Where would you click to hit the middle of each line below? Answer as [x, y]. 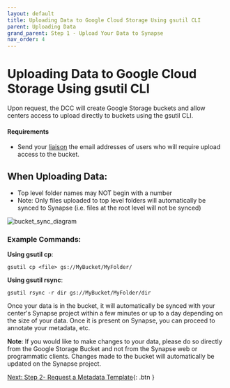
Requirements [28, 131]
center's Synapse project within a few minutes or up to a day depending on [115, 313]
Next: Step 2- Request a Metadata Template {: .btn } [81, 378]
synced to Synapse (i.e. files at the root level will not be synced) [109, 208]
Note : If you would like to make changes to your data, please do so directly [115, 341]
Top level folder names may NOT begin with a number [95, 193]
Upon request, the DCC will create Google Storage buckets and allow [106, 108]
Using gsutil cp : [30, 254]
